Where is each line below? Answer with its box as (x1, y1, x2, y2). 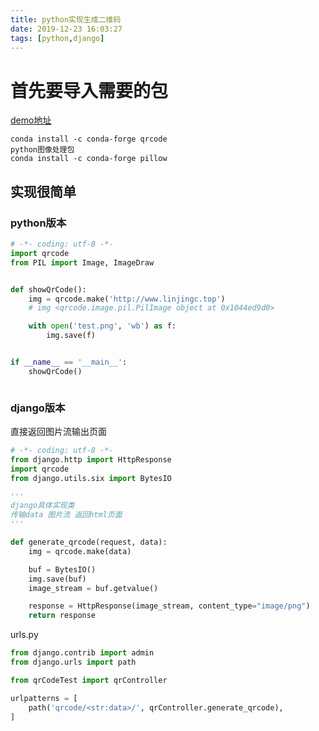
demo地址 (10, 114, 52, 126)
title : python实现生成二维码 (10, 14, 122, 25)
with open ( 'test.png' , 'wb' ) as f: (28, 321, 177, 331)
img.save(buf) (28, 574, 87, 584)
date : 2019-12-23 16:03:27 (10, 24, 123, 34)
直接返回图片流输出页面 (10, 426, 107, 438)
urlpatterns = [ (10, 693, 78, 703)
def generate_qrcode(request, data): (10, 537, 168, 548)
